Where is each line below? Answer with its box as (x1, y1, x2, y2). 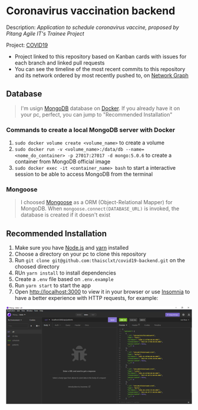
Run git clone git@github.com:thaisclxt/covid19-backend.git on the (14, 257, 186, 264)
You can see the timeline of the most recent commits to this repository (14, 65, 186, 72)
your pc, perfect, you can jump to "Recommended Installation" (20, 111, 173, 118)
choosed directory (14, 263, 60, 270)
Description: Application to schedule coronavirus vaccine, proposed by (6, 24, 179, 31)
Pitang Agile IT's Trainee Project (6, 30, 84, 37)
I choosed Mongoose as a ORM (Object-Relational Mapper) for (20, 199, 173, 206)
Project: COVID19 (6, 41, 48, 49)
